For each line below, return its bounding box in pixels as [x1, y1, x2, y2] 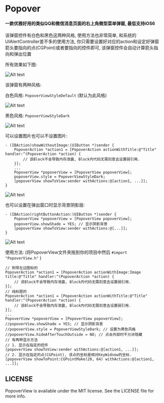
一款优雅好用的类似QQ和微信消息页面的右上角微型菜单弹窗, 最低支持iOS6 [5, 20, 156, 26]
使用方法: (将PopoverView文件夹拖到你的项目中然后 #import [5, 250, 128, 256]
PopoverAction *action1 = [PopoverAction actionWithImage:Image [5, 270, 141, 275]
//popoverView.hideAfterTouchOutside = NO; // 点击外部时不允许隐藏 [5, 332, 143, 337]
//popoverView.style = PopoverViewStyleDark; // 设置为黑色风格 [5, 327, 136, 332]
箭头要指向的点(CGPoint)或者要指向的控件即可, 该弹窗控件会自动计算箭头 [5, 45, 154, 51]
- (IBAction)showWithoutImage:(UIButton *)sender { [5, 143, 114, 148]
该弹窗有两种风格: [5, 82, 42, 88]
